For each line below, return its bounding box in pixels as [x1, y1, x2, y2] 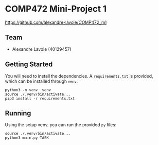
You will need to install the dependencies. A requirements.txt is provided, [5, 73, 153, 79]
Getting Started [5, 60, 53, 69]
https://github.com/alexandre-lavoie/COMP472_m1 [5, 19, 107, 25]
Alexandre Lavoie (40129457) [12, 46, 71, 52]
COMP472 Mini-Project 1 [5, 3, 107, 14]
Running [5, 109, 32, 117]
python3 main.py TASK [5, 135, 49, 141]
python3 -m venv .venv [5, 87, 51, 92]
